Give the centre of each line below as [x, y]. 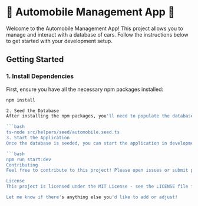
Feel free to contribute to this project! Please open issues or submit [97, 171]
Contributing [22, 165]
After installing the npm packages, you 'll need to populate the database [100, 116]
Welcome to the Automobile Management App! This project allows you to [95, 28]
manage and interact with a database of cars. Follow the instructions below [97, 34]
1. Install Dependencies [40, 76]
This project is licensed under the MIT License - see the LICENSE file [97, 187]
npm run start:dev [29, 159]
